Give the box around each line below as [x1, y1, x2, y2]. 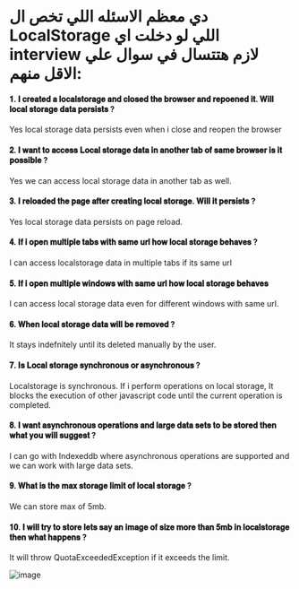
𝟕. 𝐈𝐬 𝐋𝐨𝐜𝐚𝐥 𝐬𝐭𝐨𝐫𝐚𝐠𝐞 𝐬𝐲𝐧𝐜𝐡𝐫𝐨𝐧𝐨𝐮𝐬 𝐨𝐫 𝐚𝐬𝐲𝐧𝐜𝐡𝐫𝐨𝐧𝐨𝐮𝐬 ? [9, 360, 201, 370]
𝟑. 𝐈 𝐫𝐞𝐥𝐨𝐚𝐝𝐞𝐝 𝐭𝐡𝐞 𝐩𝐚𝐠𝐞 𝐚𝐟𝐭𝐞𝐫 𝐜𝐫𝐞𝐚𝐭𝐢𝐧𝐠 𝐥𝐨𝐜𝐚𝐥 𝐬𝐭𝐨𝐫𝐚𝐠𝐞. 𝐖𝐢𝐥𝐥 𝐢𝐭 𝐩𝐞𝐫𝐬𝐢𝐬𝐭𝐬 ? [9, 195, 256, 207]
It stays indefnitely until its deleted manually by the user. [9, 339, 217, 351]
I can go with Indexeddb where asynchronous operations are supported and [9, 450, 290, 461]
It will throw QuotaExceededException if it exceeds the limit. [9, 552, 230, 563]
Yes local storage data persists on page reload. [9, 216, 184, 227]
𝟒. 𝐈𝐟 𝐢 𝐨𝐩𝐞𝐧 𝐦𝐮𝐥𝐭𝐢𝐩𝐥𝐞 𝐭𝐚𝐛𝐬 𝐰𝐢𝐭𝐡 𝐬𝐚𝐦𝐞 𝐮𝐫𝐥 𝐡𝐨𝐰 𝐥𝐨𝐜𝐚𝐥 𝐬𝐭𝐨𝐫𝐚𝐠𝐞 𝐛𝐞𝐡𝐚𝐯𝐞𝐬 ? [9, 237, 258, 247]
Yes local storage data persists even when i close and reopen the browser [9, 124, 282, 135]
